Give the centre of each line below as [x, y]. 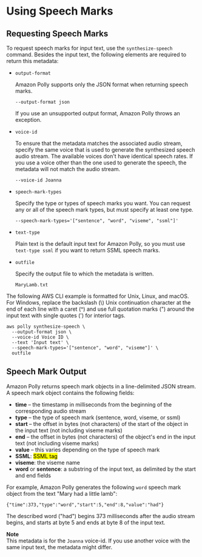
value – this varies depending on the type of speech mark [87, 450]
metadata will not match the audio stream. [68, 169]
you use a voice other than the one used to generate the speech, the [101, 163]
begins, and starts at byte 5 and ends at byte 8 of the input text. [86, 522]
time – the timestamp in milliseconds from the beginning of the [93, 404]
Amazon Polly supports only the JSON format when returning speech [102, 84]
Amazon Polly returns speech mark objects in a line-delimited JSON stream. [101, 386]
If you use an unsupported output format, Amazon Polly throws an [97, 113]
